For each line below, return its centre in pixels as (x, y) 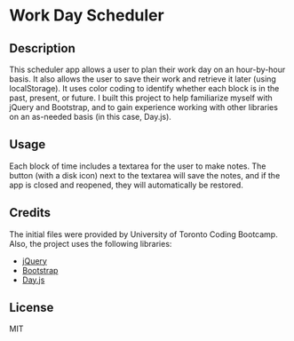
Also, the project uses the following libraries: (91, 243)
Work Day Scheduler (87, 16)
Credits (30, 213)
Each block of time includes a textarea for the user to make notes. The (138, 166)
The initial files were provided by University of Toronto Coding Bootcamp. (143, 234)
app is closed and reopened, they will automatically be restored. (127, 185)
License (32, 308)
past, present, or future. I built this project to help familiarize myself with (141, 98)
